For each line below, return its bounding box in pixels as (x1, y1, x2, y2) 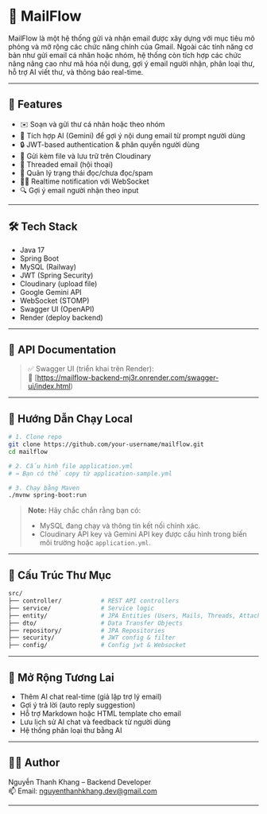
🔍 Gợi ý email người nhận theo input (19, 185, 139, 195)
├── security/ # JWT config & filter (8, 634, 176, 642)
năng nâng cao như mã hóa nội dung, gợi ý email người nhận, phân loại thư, (8, 59, 255, 68)
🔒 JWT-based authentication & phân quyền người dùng (19, 139, 200, 149)
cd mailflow (8, 448, 48, 455)
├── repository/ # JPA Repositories (8, 626, 165, 634)
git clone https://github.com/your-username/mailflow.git (8, 440, 204, 448)
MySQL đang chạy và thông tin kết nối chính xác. (39, 521, 201, 531)
